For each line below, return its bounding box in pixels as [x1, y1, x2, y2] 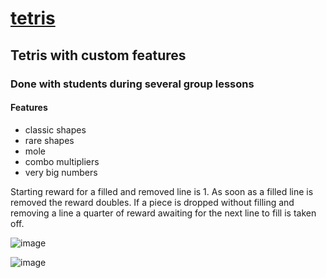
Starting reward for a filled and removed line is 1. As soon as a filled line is [10, 185, 314, 197]
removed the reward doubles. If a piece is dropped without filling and [10, 196, 295, 208]
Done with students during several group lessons [10, 77, 255, 91]
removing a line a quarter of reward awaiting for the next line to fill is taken [10, 207, 317, 219]
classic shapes [24, 123, 87, 136]
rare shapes [24, 134, 75, 146]
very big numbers [24, 166, 98, 178]
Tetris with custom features [10, 47, 187, 64]
